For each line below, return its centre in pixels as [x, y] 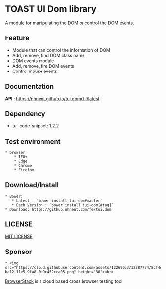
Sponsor [19, 252]
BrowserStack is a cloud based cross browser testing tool [64, 281]
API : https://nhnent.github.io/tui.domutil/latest [52, 98]
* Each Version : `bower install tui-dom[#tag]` [62, 205]
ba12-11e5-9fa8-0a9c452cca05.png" [41, 272]
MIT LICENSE [19, 236]
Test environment [33, 141]
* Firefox [24, 170]
